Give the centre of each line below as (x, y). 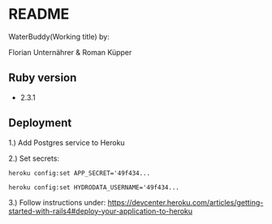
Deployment (40, 123)
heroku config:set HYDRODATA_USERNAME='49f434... (94, 187)
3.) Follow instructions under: (57, 202)
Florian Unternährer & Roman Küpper (70, 52)
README (39, 14)
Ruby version (43, 78)
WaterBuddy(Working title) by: (59, 37)
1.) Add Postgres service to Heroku (67, 142)
